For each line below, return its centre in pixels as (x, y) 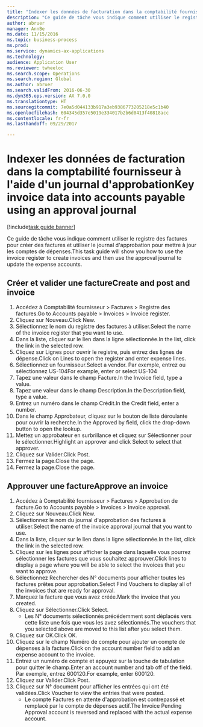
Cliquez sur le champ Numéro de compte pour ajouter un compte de (100, 641)
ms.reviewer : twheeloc (35, 68)
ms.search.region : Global (39, 79)
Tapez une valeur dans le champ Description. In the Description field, (101, 390)
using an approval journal (72, 210)
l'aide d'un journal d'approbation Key (101, 185)
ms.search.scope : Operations (43, 74)
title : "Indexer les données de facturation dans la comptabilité (92, 12)
